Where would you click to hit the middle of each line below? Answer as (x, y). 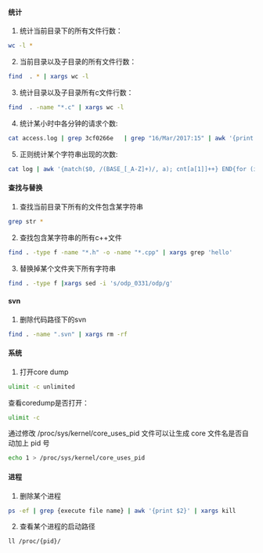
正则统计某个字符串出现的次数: (68, 154)
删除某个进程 (40, 496)
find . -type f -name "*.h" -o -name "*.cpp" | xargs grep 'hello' (121, 252)
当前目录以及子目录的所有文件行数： (78, 62)
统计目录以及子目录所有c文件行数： (76, 92)
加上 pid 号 (32, 443)
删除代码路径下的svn (53, 319)
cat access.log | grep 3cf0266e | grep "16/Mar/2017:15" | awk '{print (131, 138)
